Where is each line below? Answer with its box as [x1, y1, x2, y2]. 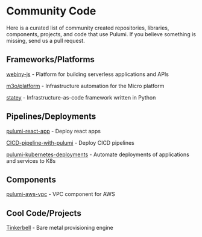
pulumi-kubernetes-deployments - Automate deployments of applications [6, 151, 190, 158]
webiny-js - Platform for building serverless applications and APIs [6, 71, 169, 78]
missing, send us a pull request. [6, 37, 86, 44]
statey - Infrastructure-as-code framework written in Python [6, 93, 156, 101]
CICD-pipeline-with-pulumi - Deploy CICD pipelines [6, 139, 134, 146]
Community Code [6, 4, 96, 18]
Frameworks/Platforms [6, 54, 95, 65]
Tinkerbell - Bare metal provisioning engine [6, 224, 113, 232]
